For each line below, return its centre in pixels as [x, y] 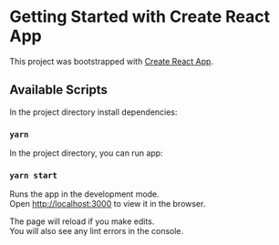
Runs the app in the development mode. [84, 194]
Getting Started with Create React [140, 17]
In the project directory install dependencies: [93, 112]
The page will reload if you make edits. [82, 221]
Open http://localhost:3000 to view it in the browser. [108, 204]
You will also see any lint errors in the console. [97, 231]
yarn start [33, 175]
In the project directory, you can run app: [86, 153]
